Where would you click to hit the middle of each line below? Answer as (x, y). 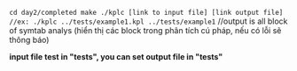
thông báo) (29, 40)
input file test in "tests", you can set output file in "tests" (116, 57)
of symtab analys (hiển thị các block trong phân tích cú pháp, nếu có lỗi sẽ (145, 30)
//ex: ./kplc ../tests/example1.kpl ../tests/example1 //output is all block (148, 21)
